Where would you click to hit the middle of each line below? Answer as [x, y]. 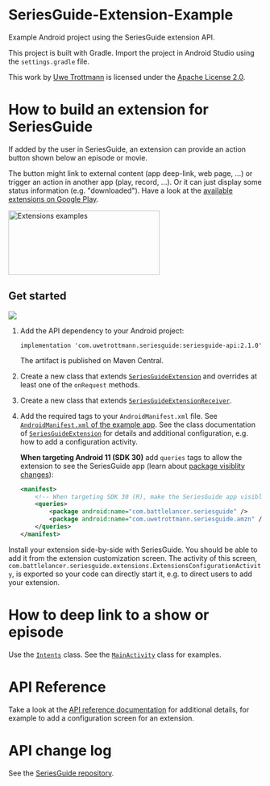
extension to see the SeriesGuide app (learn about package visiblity [133, 466]
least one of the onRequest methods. [80, 384]
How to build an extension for [109, 110]
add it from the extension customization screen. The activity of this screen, [133, 558]
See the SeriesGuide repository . [61, 773]
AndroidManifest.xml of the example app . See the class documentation [138, 424]
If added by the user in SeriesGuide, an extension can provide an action [127, 149]
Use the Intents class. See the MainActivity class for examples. [115, 654]
